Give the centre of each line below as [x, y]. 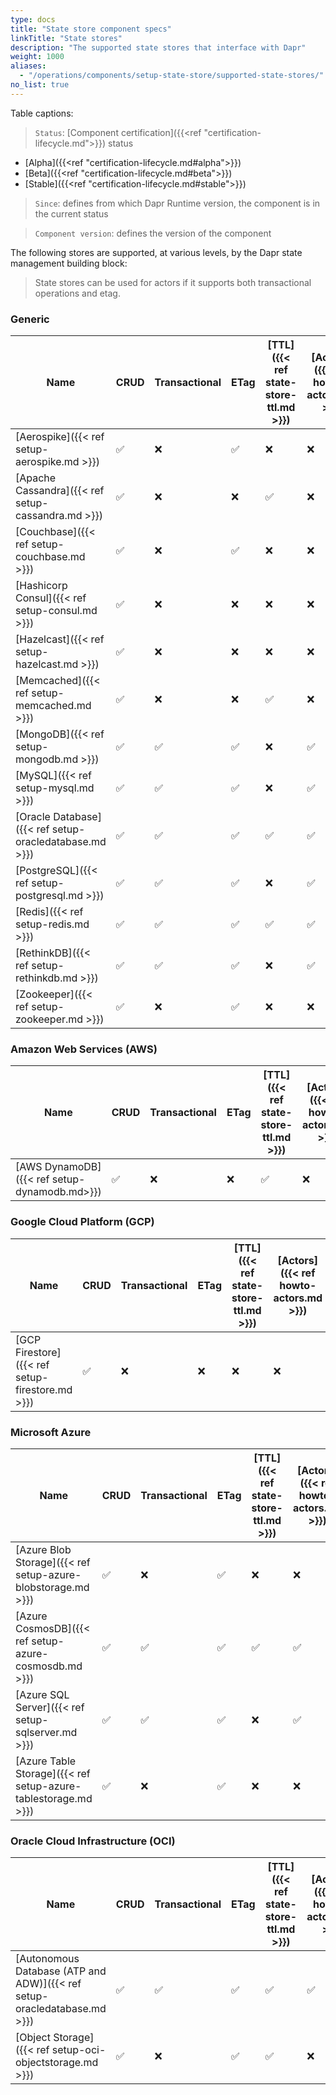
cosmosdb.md [49, 1666]
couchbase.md [50, 557]
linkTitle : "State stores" [66, 38]
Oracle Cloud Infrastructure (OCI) [93, 1841]
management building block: [69, 263]
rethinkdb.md [46, 978]
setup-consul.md [56, 611]
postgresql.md [49, 896]
